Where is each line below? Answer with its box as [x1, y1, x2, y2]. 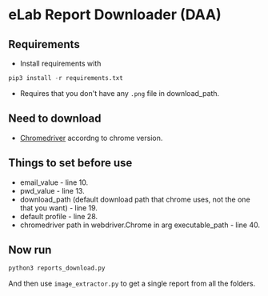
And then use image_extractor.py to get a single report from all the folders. [8, 278, 256, 289]
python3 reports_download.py [8, 264, 106, 273]
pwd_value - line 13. [19, 186, 86, 195]
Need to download [8, 112, 102, 126]
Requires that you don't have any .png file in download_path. [19, 88, 220, 98]
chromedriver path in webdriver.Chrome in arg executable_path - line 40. [19, 220, 260, 230]
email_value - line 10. [19, 178, 89, 187]
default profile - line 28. [19, 211, 98, 221]
